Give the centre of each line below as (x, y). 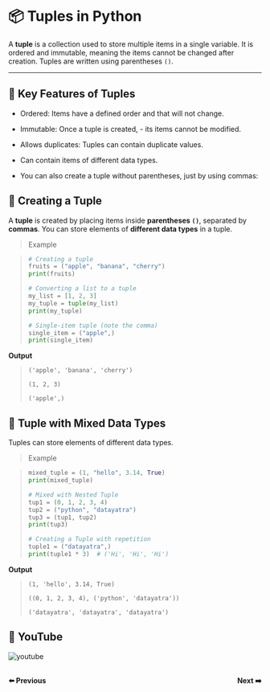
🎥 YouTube (35, 637)
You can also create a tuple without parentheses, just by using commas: (139, 175)
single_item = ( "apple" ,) (71, 333)
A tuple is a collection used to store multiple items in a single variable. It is (131, 44)
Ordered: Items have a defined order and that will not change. (122, 113)
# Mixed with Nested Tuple (73, 495)
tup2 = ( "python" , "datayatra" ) (82, 510)
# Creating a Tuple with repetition (89, 539)
